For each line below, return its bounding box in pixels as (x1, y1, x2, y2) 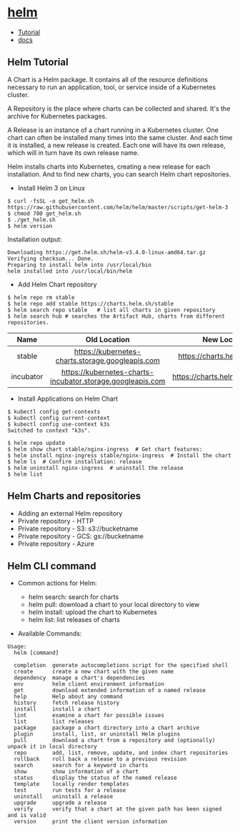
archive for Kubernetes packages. (7, 111, 107, 120)
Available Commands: (17, 629, 82, 638)
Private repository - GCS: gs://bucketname (17, 531, 144, 540)
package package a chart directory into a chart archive (14, 724, 200, 732)
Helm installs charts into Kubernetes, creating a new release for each (7, 162, 211, 171)
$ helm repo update (7, 439, 66, 446)
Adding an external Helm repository (17, 508, 123, 518)
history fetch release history (14, 699, 120, 707)
